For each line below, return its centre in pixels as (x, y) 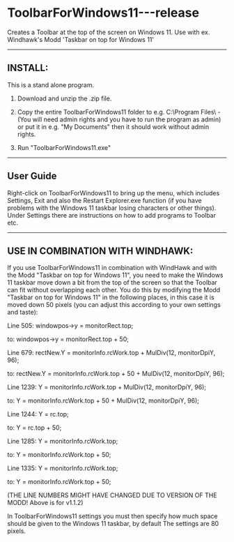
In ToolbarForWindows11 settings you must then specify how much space (112, 516)
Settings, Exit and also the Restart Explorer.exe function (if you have (104, 200)
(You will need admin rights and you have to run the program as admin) (119, 119)
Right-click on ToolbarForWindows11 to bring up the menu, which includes (114, 193)
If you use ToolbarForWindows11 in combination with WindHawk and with (112, 268)
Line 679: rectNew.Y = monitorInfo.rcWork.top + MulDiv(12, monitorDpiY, (111, 353)
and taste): (23, 313)
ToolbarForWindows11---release (103, 13)
